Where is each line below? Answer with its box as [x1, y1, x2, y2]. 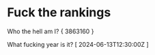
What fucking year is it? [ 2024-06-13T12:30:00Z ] [7, 40, 149, 48]
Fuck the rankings [7, 5, 111, 20]
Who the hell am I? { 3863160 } [7, 27, 94, 35]
